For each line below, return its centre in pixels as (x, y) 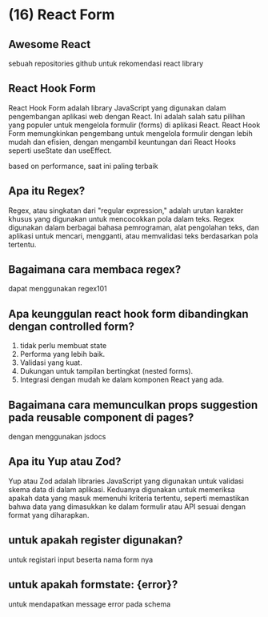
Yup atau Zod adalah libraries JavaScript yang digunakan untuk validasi (126, 481)
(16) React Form (62, 15)
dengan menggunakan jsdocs (57, 437)
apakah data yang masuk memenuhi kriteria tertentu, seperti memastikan (129, 498)
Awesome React (50, 44)
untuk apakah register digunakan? (96, 541)
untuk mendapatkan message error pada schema (90, 604)
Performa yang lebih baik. (62, 355)
